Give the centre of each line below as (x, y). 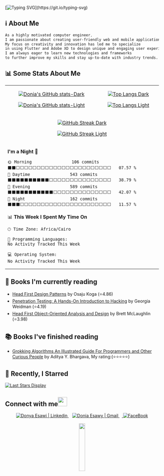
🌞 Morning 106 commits (53, 162)
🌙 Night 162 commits (52, 199)
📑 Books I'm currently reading (51, 282)
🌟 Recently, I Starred (37, 374)
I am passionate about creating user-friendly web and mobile (70, 40)
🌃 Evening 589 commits (52, 186)
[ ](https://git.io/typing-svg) (46, 8)
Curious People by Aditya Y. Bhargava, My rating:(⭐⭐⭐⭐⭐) (71, 356)
